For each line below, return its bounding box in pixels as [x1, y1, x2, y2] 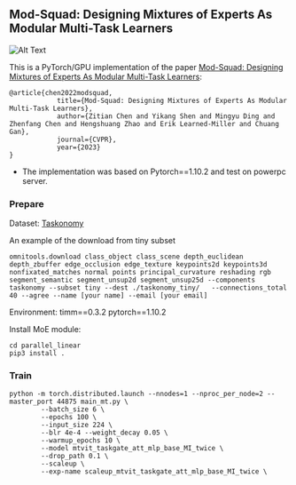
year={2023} [56, 142, 101, 152]
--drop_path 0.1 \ [41, 452, 109, 461]
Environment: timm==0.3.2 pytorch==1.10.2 [9, 306, 167, 318]
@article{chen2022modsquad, [9, 88, 113, 97]
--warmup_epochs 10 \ [41, 436, 121, 445]
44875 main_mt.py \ [56, 397, 129, 407]
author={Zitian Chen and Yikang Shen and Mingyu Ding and [56, 111, 276, 121]
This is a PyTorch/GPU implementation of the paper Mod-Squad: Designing [9, 61, 284, 72]
